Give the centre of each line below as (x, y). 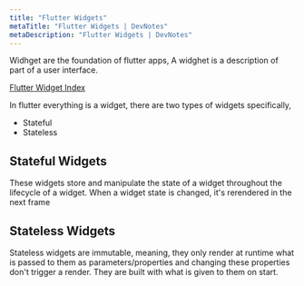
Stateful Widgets (58, 161)
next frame (30, 202)
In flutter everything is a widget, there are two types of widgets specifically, (151, 105)
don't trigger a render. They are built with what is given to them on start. (144, 272)
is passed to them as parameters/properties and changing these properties (150, 262)
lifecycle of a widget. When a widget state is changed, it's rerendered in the (151, 192)
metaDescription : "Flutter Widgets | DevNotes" (101, 35)
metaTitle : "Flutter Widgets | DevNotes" (89, 26)
